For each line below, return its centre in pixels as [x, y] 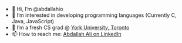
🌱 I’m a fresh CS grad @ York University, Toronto [70, 27]
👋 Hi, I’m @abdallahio [37, 9]
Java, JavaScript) [33, 21]
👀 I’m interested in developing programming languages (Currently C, [94, 15]
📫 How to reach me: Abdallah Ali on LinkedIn [66, 34]
